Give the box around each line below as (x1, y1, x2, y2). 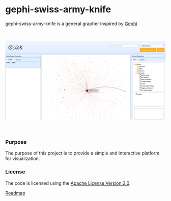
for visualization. (5, 155, 40, 162)
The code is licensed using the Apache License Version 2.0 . (5, 180, 131, 186)
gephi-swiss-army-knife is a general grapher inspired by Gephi (5, 20, 137, 27)
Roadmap (5, 190, 25, 196)
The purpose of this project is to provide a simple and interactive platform (5, 150, 160, 157)
